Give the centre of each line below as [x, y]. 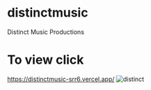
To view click [46, 60]
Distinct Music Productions [46, 32]
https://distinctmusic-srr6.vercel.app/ [61, 79]
